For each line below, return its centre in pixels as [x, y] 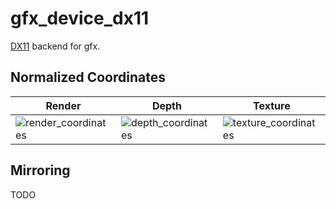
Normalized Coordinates [88, 77]
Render [63, 105]
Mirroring [40, 170]
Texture [272, 105]
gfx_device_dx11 [80, 18]
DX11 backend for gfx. [55, 46]
